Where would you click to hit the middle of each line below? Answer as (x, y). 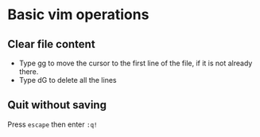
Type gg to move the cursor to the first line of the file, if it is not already (136, 63)
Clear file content (52, 44)
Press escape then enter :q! (52, 124)
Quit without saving (57, 105)
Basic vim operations (78, 15)
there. (29, 72)
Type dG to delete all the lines (68, 80)
